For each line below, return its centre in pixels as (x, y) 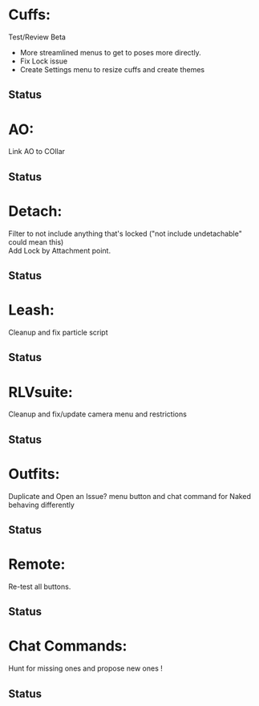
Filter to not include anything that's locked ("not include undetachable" (125, 233)
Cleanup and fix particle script (58, 332)
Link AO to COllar (37, 152)
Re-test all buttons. (40, 586)
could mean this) (36, 241)
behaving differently (41, 505)
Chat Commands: (68, 646)
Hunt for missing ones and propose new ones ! (85, 668)
